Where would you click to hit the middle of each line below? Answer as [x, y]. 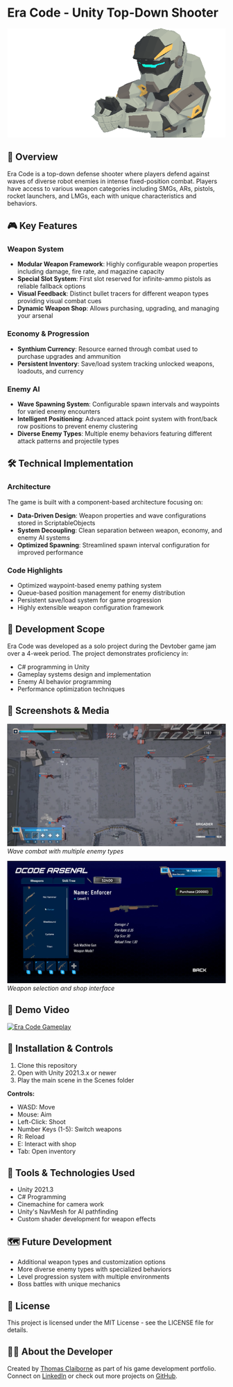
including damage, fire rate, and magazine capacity [90, 271]
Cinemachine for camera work [60, 1205]
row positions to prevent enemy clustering [77, 426]
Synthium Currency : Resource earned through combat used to [107, 349]
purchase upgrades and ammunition [69, 356]
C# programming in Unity [53, 667]
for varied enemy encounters [59, 411]
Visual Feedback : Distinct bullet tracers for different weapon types [113, 293]
